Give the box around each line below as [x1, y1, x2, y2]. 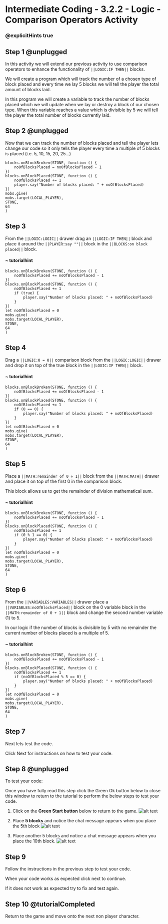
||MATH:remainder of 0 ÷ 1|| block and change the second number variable [5, 609, 163, 615]
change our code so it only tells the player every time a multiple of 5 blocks [5, 145, 160, 151]
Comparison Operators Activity [5, 14, 138, 26]
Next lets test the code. [5, 740, 53, 747]
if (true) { [14, 290, 39, 295]
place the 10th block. [12, 838, 56, 844]
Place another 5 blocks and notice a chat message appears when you [12, 833, 156, 839]
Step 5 [5, 460, 26, 468]
